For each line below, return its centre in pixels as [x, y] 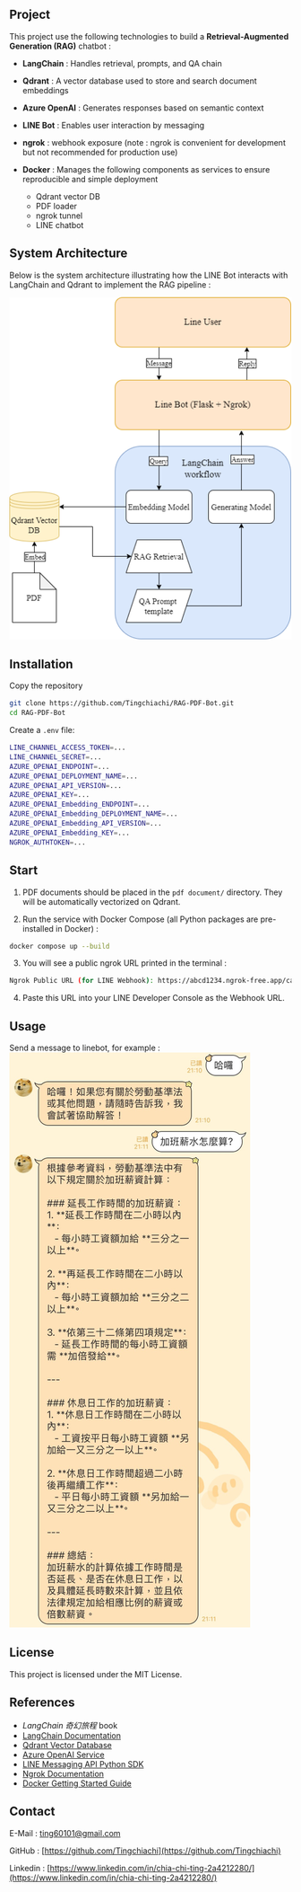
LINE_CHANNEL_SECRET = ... [56, 757]
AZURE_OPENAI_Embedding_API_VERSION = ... [86, 824]
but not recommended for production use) [100, 152]
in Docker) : [77, 928]
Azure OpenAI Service [63, 1755]
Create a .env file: [42, 730]
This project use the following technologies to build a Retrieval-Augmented [149, 36]
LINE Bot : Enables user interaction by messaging [113, 125]
